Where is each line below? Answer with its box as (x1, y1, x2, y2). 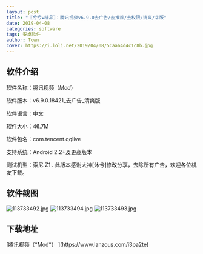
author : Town (6, 37, 39, 43)
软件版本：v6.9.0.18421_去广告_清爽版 (6, 96, 101, 104)
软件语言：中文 (6, 110, 44, 117)
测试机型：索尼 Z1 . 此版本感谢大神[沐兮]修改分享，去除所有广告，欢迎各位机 (6, 161, 197, 169)
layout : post (6, 8, 39, 15)
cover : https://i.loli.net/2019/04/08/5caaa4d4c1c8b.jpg (6, 43, 153, 49)
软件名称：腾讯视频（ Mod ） (6, 84, 76, 91)
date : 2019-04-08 (6, 20, 50, 26)
